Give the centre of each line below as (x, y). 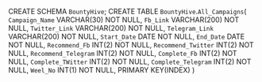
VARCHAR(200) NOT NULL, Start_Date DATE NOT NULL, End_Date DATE (126, 36)
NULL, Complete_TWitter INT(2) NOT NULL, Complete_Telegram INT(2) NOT (130, 61)
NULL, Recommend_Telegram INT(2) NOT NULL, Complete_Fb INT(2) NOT (123, 53)
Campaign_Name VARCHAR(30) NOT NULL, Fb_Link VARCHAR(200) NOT (124, 20)
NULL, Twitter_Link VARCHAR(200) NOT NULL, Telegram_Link (111, 28)
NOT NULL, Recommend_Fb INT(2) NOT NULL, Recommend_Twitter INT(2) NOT (131, 45)
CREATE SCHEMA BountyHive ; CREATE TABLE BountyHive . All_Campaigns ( (127, 11)
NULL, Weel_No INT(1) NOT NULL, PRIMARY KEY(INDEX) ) (102, 70)
